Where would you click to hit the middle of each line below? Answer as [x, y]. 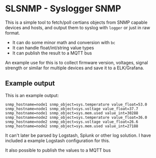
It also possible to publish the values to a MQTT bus [58, 150]
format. [13, 33]
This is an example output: [32, 95]
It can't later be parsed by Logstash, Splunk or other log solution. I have [78, 135]
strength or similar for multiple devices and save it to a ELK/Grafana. [75, 68]
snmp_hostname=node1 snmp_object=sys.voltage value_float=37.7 [72, 109]
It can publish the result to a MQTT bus [52, 53]
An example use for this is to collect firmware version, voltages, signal [77, 62]
